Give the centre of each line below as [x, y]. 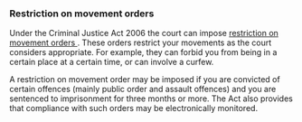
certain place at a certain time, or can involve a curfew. [112, 62]
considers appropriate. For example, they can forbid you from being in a [143, 52]
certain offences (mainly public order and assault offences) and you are [143, 89]
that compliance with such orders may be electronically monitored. [134, 108]
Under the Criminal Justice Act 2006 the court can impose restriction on [144, 33]
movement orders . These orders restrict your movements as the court [141, 42]
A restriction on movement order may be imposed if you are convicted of [145, 80]
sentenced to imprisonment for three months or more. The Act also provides [151, 99]
